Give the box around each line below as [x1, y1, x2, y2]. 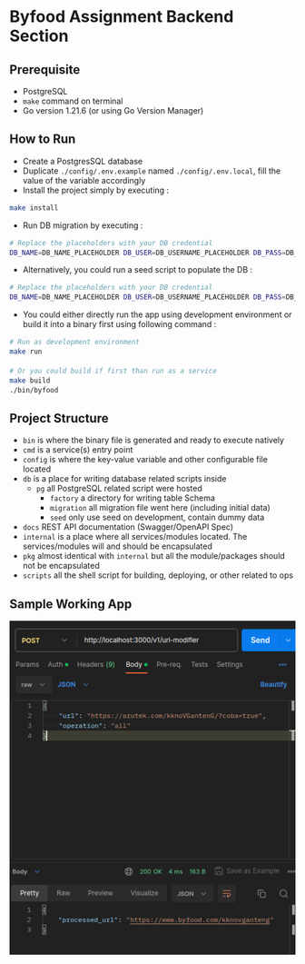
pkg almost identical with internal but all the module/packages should [22, 551, 286, 562]
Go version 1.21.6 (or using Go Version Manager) [22, 105, 204, 115]
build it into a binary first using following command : [22, 319, 217, 330]
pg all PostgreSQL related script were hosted [35, 483, 202, 494]
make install [9, 203, 59, 213]
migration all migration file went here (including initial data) [49, 502, 271, 513]
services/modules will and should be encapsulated [22, 541, 213, 552]
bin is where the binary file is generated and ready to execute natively [22, 434, 284, 446]
